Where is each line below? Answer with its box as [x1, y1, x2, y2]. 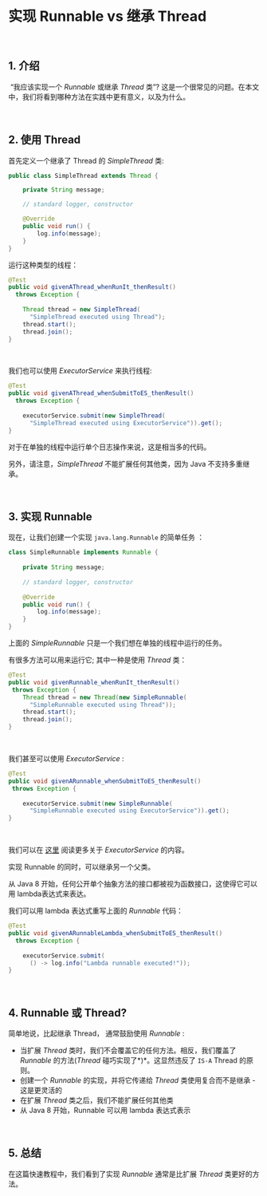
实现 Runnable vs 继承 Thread [8, 7, 207, 26]
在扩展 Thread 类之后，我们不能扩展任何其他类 [19, 1095, 174, 1105]
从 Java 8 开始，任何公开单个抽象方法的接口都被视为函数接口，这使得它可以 [8, 879, 257, 889]
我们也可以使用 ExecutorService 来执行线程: [8, 366, 153, 376]
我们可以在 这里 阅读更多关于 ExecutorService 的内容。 [8, 845, 189, 855]
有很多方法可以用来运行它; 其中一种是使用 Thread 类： [8, 655, 187, 665]
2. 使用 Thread [8, 133, 81, 147]
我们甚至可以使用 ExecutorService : [8, 754, 125, 763]
